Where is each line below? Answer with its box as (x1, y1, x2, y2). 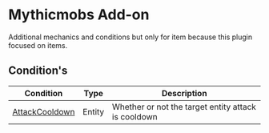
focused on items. (8, 40, 68, 50)
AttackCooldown (12, 106, 75, 117)
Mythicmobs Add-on (8, 6, 150, 24)
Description (161, 87, 207, 99)
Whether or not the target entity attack (111, 101, 256, 112)
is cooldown (111, 111, 158, 122)
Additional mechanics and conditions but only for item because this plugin (8, 32, 253, 42)
